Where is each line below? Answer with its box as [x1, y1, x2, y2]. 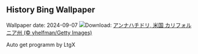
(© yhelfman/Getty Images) [23, 29, 92, 36]
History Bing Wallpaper [6, 5, 95, 15]
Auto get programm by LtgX [6, 41, 75, 48]
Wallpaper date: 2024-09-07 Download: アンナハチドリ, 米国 [6, 21, 164, 29]
